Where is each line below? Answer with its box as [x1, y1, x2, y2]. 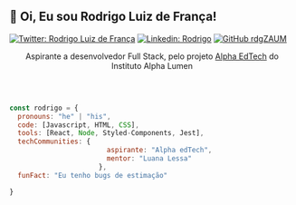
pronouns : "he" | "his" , [17, 112, 111, 121]
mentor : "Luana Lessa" [106, 154, 193, 163]
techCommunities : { [17, 137, 91, 146]
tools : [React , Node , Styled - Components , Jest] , [17, 129, 205, 138]
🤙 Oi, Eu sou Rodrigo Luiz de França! [9, 9, 217, 24]
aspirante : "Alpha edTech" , [106, 146, 213, 155]
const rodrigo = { [9, 103, 79, 112]
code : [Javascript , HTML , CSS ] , [17, 120, 140, 130]
